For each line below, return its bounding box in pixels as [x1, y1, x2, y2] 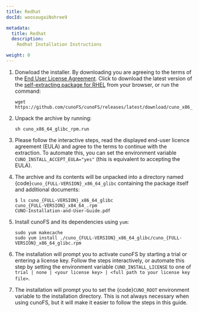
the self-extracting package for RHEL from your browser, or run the [14, 81, 179, 88]
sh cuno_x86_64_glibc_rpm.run [14, 126, 90, 132]
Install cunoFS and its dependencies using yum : [14, 218, 129, 225]
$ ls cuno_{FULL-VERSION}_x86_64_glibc [14, 197, 114, 203]
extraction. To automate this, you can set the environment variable [14, 149, 176, 156]
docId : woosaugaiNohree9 [6, 14, 68, 20]
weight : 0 [6, 52, 31, 58]
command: [14, 87, 41, 94]
